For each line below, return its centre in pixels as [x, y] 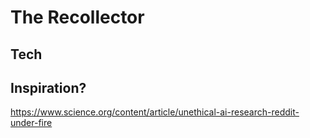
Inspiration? [48, 87]
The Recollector [77, 17]
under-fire [31, 123]
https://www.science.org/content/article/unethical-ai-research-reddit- [155, 112]
